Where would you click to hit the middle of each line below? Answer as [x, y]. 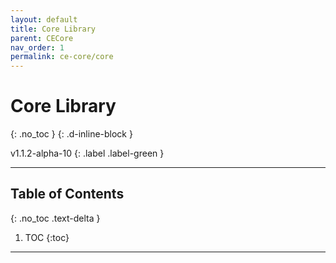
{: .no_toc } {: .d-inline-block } [71, 134]
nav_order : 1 [37, 47]
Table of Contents [67, 194]
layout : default [44, 19]
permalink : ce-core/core [62, 57]
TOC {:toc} [47, 237]
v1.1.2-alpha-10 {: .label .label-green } [87, 153]
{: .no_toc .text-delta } [55, 218]
